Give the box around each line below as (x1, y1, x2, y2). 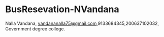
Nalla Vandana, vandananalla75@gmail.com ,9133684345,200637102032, (5, 20, 159, 26)
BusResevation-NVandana (5, 4, 119, 15)
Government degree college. (5, 25, 65, 31)
